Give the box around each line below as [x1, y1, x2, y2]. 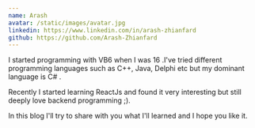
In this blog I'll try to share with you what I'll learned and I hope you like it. [8, 111, 248, 121]
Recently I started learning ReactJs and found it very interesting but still [8, 88, 242, 97]
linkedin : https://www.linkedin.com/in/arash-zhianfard [8, 26, 196, 34]
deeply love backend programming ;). [8, 96, 131, 105]
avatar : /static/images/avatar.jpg [8, 19, 126, 27]
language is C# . [8, 72, 62, 81]
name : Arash [8, 11, 48, 20]
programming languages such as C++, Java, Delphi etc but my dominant [8, 64, 245, 73]
